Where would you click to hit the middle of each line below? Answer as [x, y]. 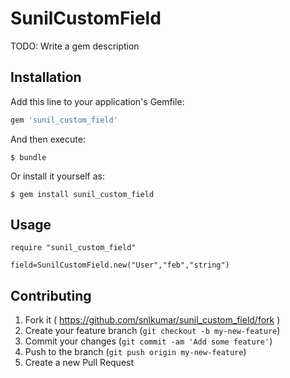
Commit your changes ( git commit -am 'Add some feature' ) [148, 341]
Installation [46, 77]
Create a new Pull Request [79, 363]
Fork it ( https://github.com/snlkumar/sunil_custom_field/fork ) [152, 320]
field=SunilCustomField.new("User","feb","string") [120, 265]
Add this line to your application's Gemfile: [97, 101]
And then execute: [48, 139]
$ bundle [28, 157]
